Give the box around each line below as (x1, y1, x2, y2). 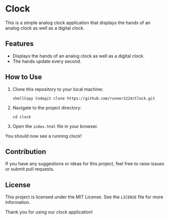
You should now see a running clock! (5, 133, 82, 139)
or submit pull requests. (5, 166, 54, 172)
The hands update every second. (12, 58, 82, 64)
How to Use (5, 73, 42, 81)
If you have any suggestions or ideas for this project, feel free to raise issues (5, 161, 164, 167)
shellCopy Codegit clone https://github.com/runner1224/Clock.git (12, 96, 155, 101)
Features (5, 40, 34, 48)
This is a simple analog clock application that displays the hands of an (5, 20, 151, 26)
